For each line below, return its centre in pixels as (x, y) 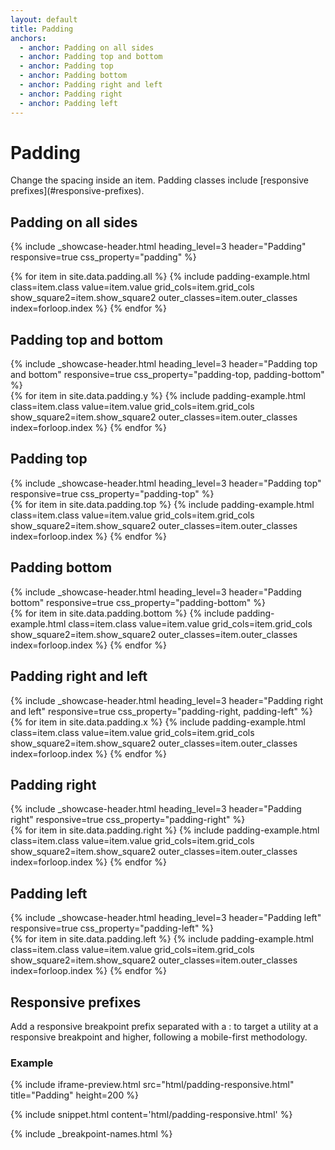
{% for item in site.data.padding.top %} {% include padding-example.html (162, 504)
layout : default (44, 19)
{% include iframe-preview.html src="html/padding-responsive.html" (152, 1085)
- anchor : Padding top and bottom (91, 57)
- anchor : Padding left (68, 103)
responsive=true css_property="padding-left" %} (112, 928)
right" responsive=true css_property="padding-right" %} (128, 820)
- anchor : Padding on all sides (87, 47)
